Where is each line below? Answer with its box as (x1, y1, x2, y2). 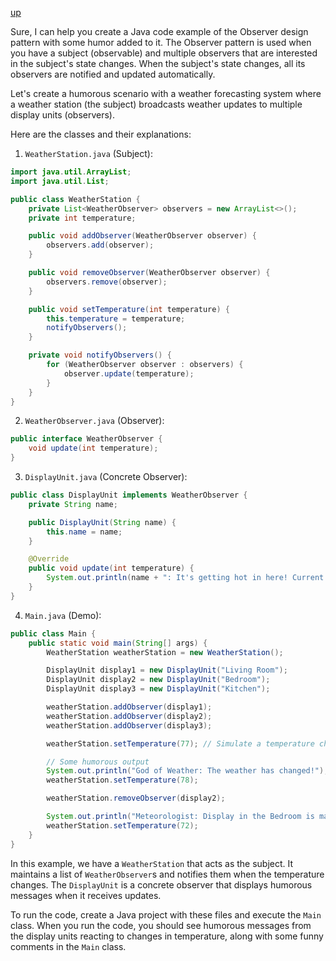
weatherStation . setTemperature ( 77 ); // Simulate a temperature (46, 738, 315, 749)
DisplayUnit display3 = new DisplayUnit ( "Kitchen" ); (46, 684, 271, 694)
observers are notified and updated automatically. (10, 68, 216, 80)
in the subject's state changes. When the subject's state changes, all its (10, 58, 306, 69)
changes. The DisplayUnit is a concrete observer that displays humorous (10, 878, 313, 891)
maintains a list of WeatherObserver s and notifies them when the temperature (10, 868, 325, 880)
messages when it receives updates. (10, 889, 162, 901)
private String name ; (28, 499, 118, 509)
